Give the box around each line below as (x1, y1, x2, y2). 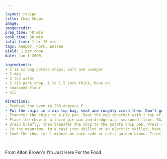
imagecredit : (5, 25, 32, 30)
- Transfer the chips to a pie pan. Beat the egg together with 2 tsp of (5, 113, 162, 118)
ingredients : (5, 62, 32, 67)
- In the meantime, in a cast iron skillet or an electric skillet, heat (5, 127, 162, 132)
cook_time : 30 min (5, 35, 43, 40)
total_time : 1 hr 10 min (5, 39, 57, 45)
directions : (5, 99, 30, 104)
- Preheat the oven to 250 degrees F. (5, 103, 85, 108)
